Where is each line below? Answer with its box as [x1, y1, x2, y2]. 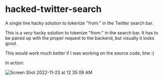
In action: [5, 59, 24, 65]
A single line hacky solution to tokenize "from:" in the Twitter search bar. [5, 20, 154, 26]
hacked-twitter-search [5, 3, 102, 15]
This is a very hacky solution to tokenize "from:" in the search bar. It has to [5, 29, 159, 35]
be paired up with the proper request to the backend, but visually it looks [5, 35, 155, 41]
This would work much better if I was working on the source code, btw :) [5, 50, 155, 56]
